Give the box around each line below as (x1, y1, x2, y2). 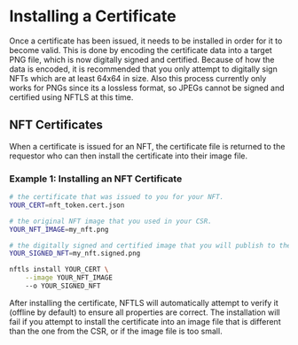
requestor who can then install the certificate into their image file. (9, 150, 248, 161)
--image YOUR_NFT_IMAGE (25, 273, 114, 282)
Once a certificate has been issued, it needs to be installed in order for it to (9, 35, 283, 46)
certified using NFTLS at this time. (9, 91, 134, 103)
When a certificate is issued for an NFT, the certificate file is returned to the (9, 141, 286, 151)
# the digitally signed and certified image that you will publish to (9, 241, 276, 249)
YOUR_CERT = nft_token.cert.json (9, 201, 125, 210)
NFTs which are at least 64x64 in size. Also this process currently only (9, 73, 267, 83)
